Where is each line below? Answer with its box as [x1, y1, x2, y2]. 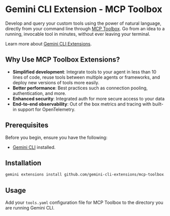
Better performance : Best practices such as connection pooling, [12, 85, 148, 91]
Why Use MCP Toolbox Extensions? [5, 56, 120, 64]
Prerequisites [5, 121, 49, 130]
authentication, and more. [12, 90, 67, 96]
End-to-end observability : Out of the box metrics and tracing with [12, 101, 152, 107]
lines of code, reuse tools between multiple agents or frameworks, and [12, 74, 160, 80]
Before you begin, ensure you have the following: [5, 134, 108, 140]
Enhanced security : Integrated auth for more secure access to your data [12, 95, 165, 101]
